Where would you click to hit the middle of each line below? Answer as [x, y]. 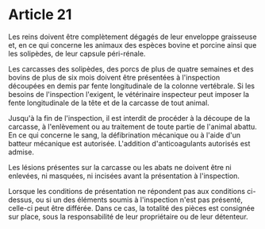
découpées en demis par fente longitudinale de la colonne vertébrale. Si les [132, 86]
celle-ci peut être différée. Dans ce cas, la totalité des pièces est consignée [132, 208]
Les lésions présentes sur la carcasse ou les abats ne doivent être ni [120, 167]
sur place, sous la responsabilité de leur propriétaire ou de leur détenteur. [128, 216]
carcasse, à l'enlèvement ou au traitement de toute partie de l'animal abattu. [133, 126]
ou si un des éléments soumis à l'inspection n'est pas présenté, [139, 200]
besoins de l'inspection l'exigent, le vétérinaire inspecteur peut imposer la [129, 94]
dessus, [21, 200]
